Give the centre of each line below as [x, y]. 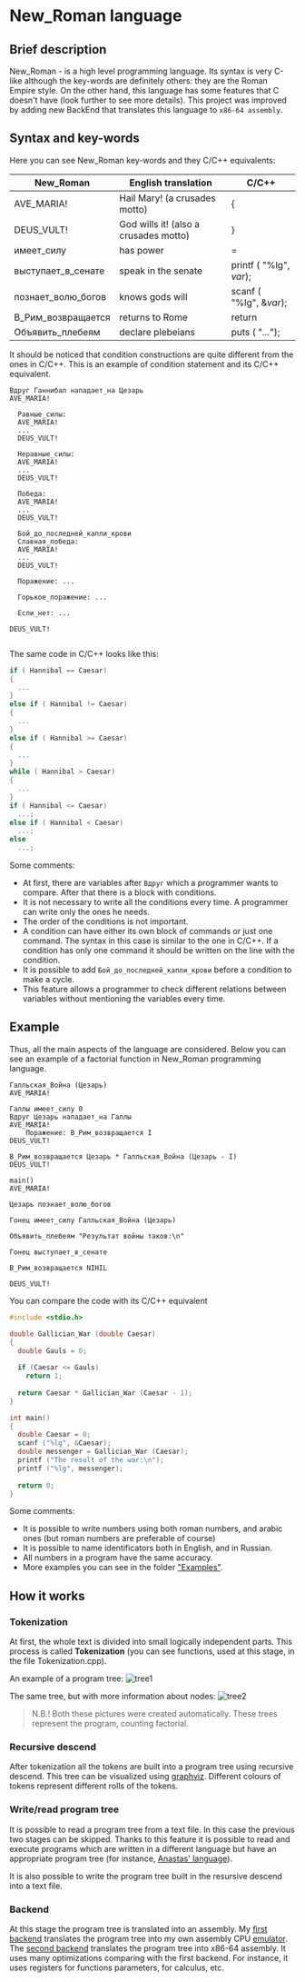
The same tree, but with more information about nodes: [113, 1697]
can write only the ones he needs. [86, 912]
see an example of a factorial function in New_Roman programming [135, 1059]
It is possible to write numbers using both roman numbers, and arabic [152, 1529]
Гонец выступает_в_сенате [58, 1252]
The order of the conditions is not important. [105, 921]
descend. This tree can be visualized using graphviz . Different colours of [145, 1777]
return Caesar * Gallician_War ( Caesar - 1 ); [105, 1393]
